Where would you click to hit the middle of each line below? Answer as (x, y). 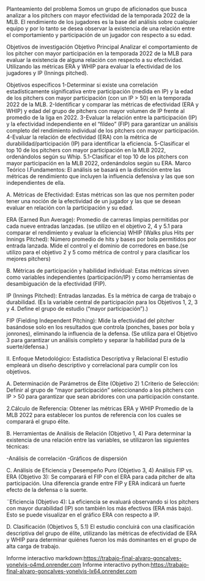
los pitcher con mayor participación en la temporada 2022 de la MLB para (99, 53)
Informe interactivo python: (117, 565)
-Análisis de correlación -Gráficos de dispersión (67, 458)
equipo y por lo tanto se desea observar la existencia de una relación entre (101, 28)
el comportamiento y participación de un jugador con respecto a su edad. (99, 35)
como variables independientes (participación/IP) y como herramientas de (100, 277)
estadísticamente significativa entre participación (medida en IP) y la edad (100, 91)
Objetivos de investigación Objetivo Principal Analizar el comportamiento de (102, 47)
